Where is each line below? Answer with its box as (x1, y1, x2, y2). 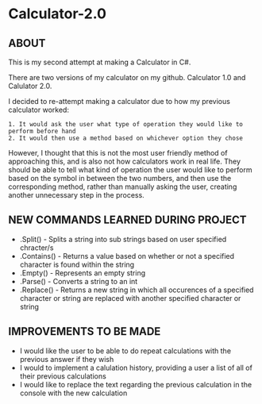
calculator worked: (8, 105, 70, 114)
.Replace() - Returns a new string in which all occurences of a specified (19, 285, 254, 294)
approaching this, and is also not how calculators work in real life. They (8, 156, 241, 166)
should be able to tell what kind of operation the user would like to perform (8, 165, 252, 175)
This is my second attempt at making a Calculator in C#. (8, 57, 191, 67)
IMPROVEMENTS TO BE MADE (8, 325, 161, 338)
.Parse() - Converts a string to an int (19, 276, 138, 286)
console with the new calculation (19, 388, 128, 398)
